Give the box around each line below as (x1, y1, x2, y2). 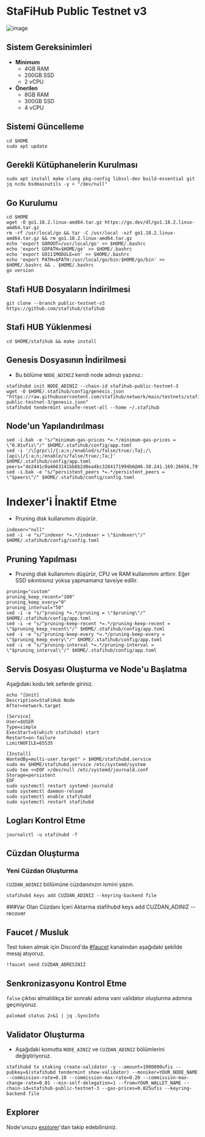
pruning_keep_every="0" (6, 599, 67, 605)
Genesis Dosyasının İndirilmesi (6, 355, 126, 365)
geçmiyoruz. (6, 1001, 38, 1009)
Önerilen (15, 84, 38, 92)
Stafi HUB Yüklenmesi (6, 322, 92, 332)
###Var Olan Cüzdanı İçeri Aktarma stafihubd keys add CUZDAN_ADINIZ (6, 903, 189, 910)
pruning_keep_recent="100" (6, 594, 75, 600)
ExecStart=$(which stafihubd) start (6, 729, 99, 736)
